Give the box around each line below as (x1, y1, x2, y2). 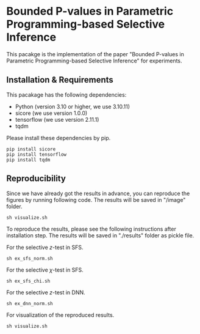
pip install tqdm (6, 157, 51, 163)
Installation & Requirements (6, 75, 114, 85)
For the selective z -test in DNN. (6, 289, 85, 296)
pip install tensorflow (6, 151, 67, 157)
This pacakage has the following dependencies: (6, 91, 127, 98)
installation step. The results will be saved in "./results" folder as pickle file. (6, 231, 195, 239)
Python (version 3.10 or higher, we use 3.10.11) (15, 103, 130, 110)
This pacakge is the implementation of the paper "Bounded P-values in (6, 50, 184, 58)
